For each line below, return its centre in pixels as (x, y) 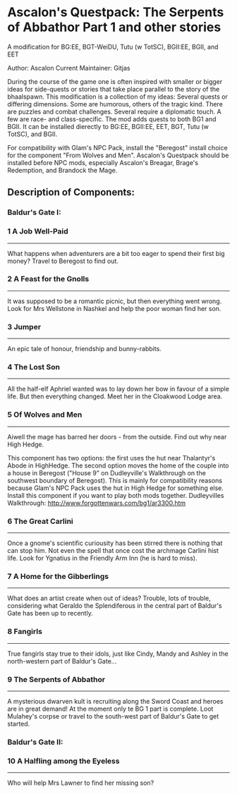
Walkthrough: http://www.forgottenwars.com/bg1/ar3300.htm (97, 503)
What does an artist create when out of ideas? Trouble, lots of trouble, (109, 598)
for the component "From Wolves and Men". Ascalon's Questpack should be (118, 155)
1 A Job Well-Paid (38, 231)
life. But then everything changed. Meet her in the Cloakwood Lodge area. (115, 396)
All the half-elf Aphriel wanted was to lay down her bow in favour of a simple (118, 389)
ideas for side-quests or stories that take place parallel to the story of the (114, 89)
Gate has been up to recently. (50, 613)
